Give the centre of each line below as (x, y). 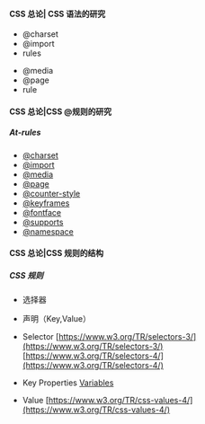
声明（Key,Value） (57, 319)
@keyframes (46, 203)
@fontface (41, 212)
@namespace (48, 231)
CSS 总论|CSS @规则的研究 (61, 111)
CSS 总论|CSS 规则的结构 (57, 253)
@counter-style (51, 193)
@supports (43, 222)
